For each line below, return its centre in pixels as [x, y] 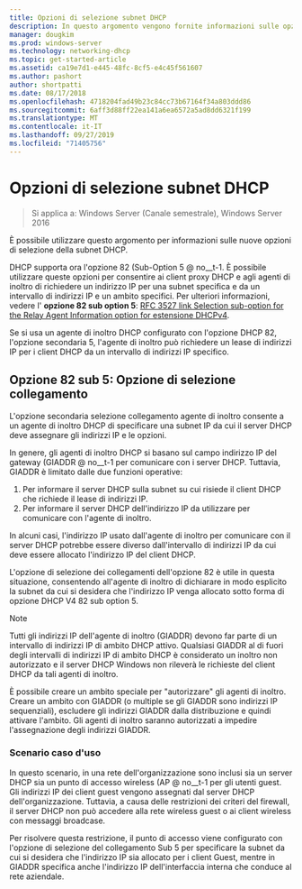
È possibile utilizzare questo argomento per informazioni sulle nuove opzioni [151, 240]
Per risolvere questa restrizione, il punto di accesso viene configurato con [146, 838]
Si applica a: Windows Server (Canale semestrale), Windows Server [157, 213]
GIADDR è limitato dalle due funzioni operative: [96, 472]
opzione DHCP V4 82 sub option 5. [74, 600]
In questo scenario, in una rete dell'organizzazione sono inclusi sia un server [151, 773]
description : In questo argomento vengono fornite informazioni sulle [144, 26]
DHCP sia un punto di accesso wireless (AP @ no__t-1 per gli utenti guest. [146, 782]
